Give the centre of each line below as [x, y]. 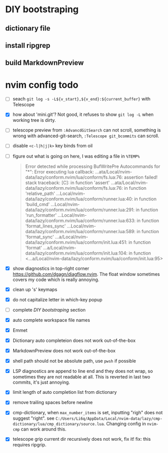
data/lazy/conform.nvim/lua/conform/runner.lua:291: [80, 210]
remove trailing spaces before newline [53, 402]
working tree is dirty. [34, 120]
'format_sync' [40, 237]
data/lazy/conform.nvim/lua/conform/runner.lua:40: [79, 199]
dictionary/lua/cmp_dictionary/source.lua [58, 424]
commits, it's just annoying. [41, 382]
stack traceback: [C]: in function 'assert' [68, 183]
